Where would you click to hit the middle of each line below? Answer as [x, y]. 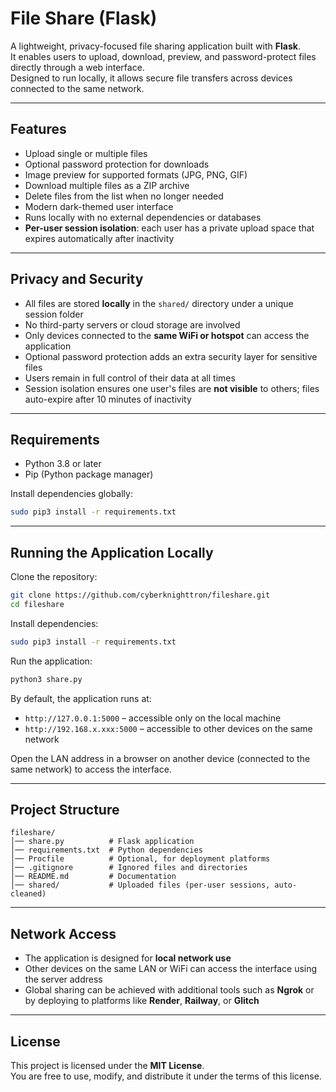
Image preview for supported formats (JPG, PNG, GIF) [136, 174]
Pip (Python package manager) [89, 474]
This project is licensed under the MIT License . [107, 1065]
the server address [63, 979]
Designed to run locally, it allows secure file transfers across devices [151, 78]
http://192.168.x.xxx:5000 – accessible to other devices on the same [168, 728]
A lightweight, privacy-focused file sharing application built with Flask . [155, 46]
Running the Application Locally [112, 552]
